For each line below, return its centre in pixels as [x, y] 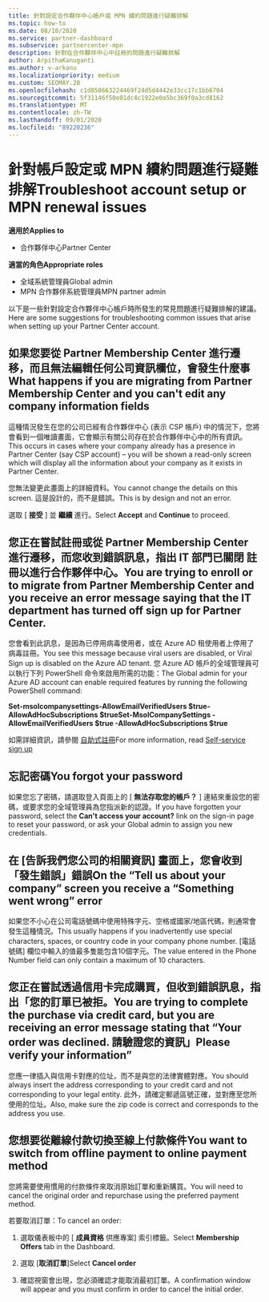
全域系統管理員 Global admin [66, 281]
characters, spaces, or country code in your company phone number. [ [125, 941]
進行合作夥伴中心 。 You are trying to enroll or [141, 572]
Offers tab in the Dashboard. [67, 1246]
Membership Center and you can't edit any [117, 394]
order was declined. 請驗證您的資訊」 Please [119, 1042]
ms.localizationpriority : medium [64, 75]
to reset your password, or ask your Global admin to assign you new [120, 824]
